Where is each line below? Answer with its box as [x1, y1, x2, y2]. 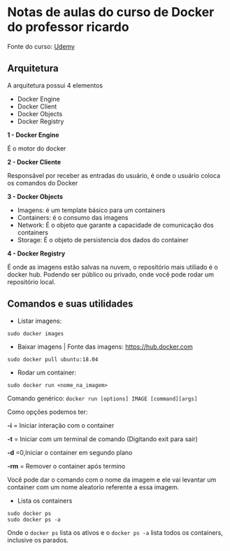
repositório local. [7, 277, 56, 286]
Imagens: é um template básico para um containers [17, 206, 166, 214]
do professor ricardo [7, 19, 129, 35]
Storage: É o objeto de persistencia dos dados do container [17, 235, 189, 244]
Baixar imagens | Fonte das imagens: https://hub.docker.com [17, 342, 194, 351]
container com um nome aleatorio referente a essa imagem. [7, 482, 180, 491]
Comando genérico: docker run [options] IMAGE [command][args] [7, 393, 198, 403]
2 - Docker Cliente [7, 158, 62, 166]
